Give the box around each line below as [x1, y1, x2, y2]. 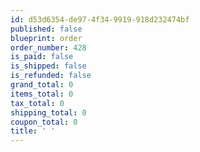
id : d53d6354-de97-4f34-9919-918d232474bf [10, 14, 190, 25]
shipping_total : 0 [10, 107, 87, 118]
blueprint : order [10, 33, 83, 43]
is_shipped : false [10, 61, 87, 71]
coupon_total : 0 [10, 117, 78, 127]
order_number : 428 [10, 42, 87, 53]
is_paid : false [10, 52, 74, 62]
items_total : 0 [10, 89, 74, 99]
